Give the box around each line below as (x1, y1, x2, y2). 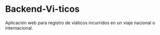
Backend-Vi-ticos (5, 3, 80, 15)
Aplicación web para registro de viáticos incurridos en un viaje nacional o (5, 20, 156, 26)
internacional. (5, 25, 33, 31)
